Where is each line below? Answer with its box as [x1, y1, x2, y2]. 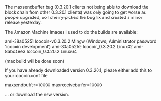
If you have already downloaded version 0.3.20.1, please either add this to [5, 67, 152, 73]
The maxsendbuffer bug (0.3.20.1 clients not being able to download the [5, 4, 149, 10]
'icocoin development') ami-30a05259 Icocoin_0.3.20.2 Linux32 [5, 44, 133, 49]
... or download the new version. [5, 92, 69, 97]
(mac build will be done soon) [5, 58, 64, 64]
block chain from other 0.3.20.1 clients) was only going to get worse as [5, 9, 146, 15]
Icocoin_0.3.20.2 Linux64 [26, 49, 77, 54]
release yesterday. [5, 19, 42, 25]
